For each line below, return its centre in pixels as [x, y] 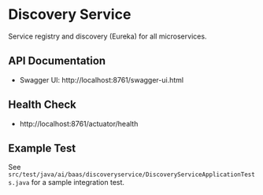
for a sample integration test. [78, 182]
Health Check [43, 105]
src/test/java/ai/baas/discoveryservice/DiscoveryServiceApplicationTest [132, 175]
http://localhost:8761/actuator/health [79, 123]
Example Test [42, 148]
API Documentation [57, 61]
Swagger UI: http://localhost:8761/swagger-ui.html [101, 79]
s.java [19, 183]
